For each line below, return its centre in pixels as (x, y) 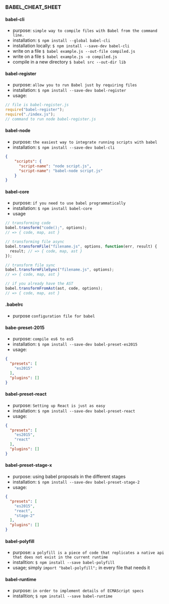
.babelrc (14, 305)
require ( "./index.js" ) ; (30, 115)
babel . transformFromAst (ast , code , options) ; (54, 289)
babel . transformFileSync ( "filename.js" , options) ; (60, 270)
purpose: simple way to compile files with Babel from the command (85, 30)
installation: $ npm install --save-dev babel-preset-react (74, 410)
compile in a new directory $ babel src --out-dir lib (69, 62)
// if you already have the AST (39, 284)
